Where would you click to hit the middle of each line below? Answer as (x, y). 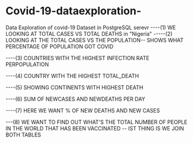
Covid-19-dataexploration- (73, 11)
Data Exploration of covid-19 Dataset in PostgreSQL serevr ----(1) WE (91, 27)
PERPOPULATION (27, 64)
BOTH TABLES (23, 135)
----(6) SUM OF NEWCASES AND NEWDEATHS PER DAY (75, 99)
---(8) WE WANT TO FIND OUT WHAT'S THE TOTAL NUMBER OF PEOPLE (96, 122)
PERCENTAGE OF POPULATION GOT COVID (60, 46)
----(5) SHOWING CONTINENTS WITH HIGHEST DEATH (74, 87)
